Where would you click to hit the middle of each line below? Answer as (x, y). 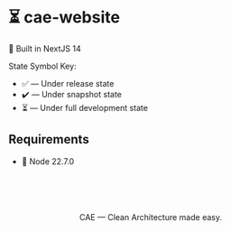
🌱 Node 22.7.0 (48, 161)
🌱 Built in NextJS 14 (45, 48)
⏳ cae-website (65, 18)
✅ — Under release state (68, 83)
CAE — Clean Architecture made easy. (151, 217)
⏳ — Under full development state (84, 107)
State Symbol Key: (43, 66)
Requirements (49, 139)
